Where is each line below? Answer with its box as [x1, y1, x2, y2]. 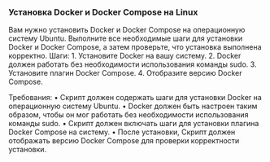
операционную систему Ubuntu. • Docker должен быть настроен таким [8, 101, 258, 112]
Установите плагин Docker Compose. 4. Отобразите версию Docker [8, 68, 242, 78]
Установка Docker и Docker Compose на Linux [8, 7, 198, 18]
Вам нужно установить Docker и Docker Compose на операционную [8, 25, 246, 35]
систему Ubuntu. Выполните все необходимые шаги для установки [8, 33, 243, 43]
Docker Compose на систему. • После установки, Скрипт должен [8, 127, 236, 137]
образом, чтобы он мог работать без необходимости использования [8, 110, 249, 120]
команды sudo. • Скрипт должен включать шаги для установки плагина [8, 119, 259, 129]
